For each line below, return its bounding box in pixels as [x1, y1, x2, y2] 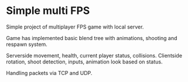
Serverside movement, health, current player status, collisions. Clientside [6, 52, 183, 59]
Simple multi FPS [6, 4, 90, 17]
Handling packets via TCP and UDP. [6, 69, 93, 76]
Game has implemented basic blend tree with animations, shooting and [6, 34, 177, 41]
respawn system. [6, 41, 48, 48]
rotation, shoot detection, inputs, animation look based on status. [6, 58, 163, 65]
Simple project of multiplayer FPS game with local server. [6, 23, 144, 30]
